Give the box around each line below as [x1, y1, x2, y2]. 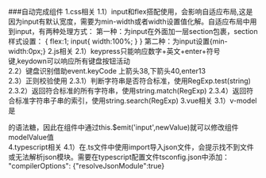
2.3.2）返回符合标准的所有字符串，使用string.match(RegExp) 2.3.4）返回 [8, 86, 247, 95]
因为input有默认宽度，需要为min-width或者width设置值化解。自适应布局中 [8, 17, 250, 26]
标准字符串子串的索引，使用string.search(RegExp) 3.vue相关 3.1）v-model [14, 96, 257, 105]
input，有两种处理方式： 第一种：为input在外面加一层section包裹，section [14, 27, 258, 36]
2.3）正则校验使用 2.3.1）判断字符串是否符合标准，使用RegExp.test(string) [8, 76, 252, 85]
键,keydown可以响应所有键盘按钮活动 [8, 56, 131, 66]
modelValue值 [8, 133, 54, 142]
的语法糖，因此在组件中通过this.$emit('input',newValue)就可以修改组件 [8, 123, 239, 132]
